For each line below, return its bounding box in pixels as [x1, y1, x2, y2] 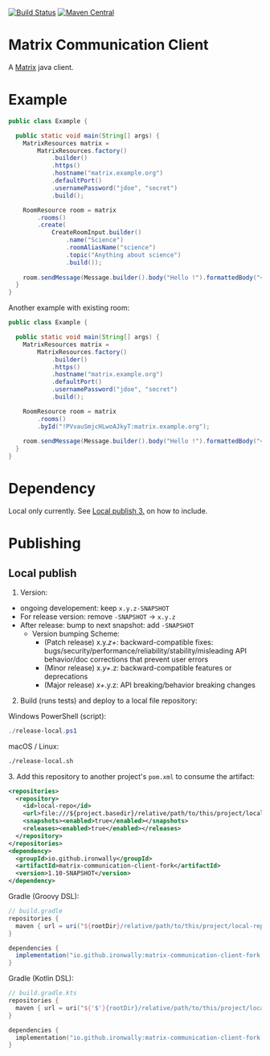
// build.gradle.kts [8, 989, 78, 997]
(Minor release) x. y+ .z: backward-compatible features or [43, 662, 232, 672]
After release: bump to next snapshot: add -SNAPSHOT [19, 620, 194, 629]
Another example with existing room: [8, 303, 130, 313]
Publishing [8, 534, 82, 553]
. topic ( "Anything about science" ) [65, 250, 182, 259]
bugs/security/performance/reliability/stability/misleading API [43, 646, 247, 655]
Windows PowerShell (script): [8, 711, 107, 720]
